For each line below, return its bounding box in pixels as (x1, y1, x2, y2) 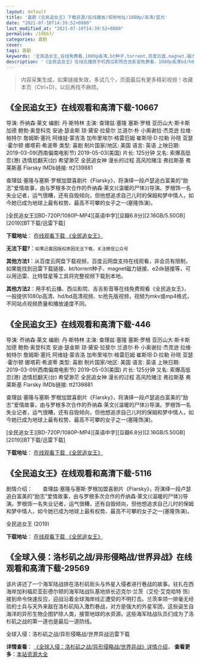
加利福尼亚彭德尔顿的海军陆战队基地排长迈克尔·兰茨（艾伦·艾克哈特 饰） (16, 588, 193, 595)
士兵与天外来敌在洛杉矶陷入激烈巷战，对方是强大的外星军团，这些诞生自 (16, 603, 194, 610)
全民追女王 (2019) (6, 520, 49, 527)
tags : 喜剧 (6, 48, 32, 54)
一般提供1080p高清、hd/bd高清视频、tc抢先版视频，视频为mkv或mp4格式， (6, 293, 192, 300)
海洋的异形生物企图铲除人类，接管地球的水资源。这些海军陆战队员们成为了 (6, 610, 189, 617)
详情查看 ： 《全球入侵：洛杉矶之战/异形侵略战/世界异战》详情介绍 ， (6, 643, 174, 650)
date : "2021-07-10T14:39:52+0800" (6, 20, 92, 26)
